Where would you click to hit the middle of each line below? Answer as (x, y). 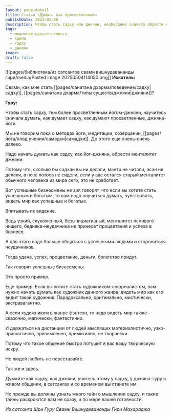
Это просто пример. (27, 277)
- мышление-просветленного (39, 34)
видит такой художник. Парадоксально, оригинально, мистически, (79, 297)
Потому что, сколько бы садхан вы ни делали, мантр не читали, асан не (84, 170)
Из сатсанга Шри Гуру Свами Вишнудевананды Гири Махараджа (78, 409)
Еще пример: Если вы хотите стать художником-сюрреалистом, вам (81, 287)
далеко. (14, 144)
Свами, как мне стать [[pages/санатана (49, 87)
